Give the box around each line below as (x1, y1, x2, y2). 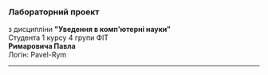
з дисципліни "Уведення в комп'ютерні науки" (8, 25, 171, 34)
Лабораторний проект (8, 6, 100, 18)
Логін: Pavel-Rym (8, 50, 67, 60)
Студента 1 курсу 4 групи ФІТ (8, 33, 109, 42)
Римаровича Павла (8, 41, 76, 51)
